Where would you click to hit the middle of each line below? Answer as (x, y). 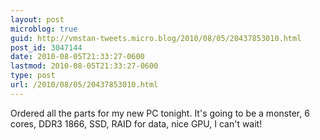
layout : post (37, 19)
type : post (33, 76)
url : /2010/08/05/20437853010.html (84, 85)
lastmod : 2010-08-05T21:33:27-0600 (84, 66)
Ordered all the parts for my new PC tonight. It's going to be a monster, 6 (160, 113)
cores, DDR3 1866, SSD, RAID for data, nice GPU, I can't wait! (136, 123)
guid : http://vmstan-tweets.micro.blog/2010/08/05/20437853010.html (156, 38)
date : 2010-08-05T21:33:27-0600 (77, 57)
